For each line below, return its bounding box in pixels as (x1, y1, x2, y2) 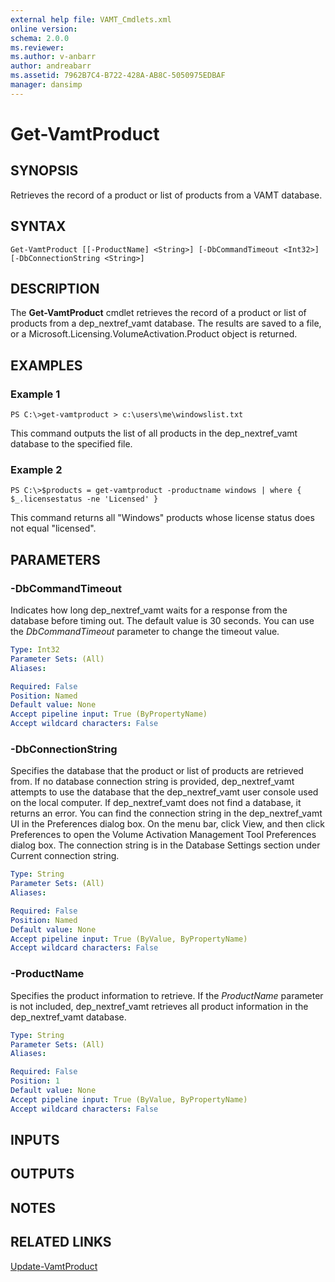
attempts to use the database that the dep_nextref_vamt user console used (10, 786, 319, 798)
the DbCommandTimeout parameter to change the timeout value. (10, 626, 280, 638)
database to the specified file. (10, 438, 133, 450)
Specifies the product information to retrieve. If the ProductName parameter (10, 989, 324, 1001)
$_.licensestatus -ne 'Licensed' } (10, 494, 159, 505)
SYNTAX (10, 218, 67, 235)
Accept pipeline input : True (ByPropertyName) (10, 709, 208, 720)
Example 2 (10, 462, 63, 476)
